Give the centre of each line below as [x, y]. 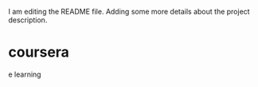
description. [28, 20]
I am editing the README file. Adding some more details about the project [129, 12]
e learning [25, 74]
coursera [39, 52]
